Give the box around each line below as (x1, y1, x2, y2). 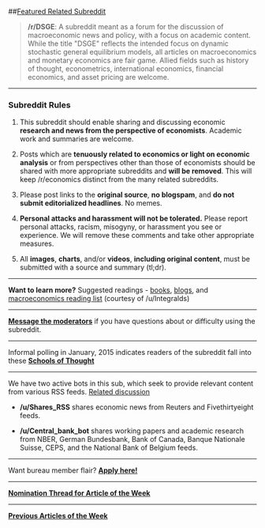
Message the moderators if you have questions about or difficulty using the (8, 316, 256, 326)
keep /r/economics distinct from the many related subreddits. (19, 175, 219, 184)
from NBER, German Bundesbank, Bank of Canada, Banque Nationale (19, 435, 246, 444)
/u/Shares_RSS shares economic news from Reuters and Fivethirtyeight (19, 402, 254, 412)
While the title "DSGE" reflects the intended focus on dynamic (27, 39, 229, 48)
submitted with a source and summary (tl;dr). (19, 262, 167, 272)
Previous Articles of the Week (8, 511, 108, 521)
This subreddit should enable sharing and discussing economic (19, 118, 226, 127)
